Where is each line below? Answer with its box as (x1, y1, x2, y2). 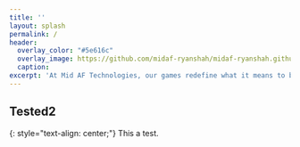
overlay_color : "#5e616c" (17, 46, 114, 55)
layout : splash (9, 21, 66, 30)
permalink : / (9, 29, 58, 38)
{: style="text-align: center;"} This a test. (9, 127, 159, 138)
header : (9, 37, 38, 47)
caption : (17, 63, 50, 72)
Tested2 (9, 104, 56, 119)
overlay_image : (17, 54, 74, 63)
